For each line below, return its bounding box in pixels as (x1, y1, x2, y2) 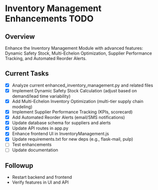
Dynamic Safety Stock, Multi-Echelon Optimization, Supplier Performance (5, 50, 152, 56)
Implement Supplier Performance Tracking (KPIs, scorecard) (12, 109, 133, 115)
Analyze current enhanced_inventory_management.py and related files (12, 82, 154, 88)
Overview (5, 32, 35, 41)
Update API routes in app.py (12, 125, 69, 131)
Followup (5, 161, 33, 170)
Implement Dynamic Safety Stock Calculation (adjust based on (12, 88, 137, 93)
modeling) (12, 104, 32, 109)
